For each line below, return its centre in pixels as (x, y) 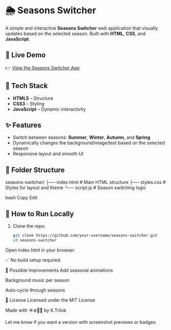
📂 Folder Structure (35, 170)
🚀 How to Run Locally (40, 214)
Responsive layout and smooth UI (48, 154)
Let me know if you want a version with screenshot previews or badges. (81, 322)
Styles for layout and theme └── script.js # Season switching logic (76, 188)
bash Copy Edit (21, 198)
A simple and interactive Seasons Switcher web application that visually (82, 28)
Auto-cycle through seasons (35, 290)
